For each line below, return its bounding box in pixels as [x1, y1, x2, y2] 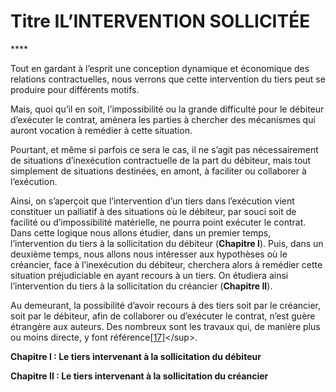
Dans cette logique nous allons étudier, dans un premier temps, [10, 226, 272, 239]
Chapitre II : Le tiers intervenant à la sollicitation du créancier [10, 370, 269, 382]
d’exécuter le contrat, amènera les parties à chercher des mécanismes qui [10, 113, 316, 125]
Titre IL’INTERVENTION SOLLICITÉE [10, 10, 311, 33]
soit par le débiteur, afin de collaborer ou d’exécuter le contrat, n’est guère [10, 310, 316, 322]
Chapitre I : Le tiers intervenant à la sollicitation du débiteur [10, 350, 262, 362]
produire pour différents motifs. [10, 83, 140, 95]
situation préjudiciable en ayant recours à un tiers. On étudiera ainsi [10, 269, 289, 281]
